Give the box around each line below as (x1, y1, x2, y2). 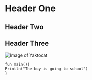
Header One (5, 3, 56, 14)
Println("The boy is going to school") (5, 66, 88, 72)
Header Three (5, 39, 49, 47)
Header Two (5, 23, 44, 31)
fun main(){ (5, 62, 30, 67)
